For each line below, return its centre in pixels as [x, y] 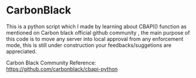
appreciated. [21, 51]
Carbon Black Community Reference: [51, 63]
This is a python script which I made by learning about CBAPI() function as [97, 26]
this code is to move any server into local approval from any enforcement [95, 39]
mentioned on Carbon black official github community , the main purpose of [98, 32]
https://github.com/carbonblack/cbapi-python [62, 69]
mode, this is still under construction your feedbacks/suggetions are [89, 45]
